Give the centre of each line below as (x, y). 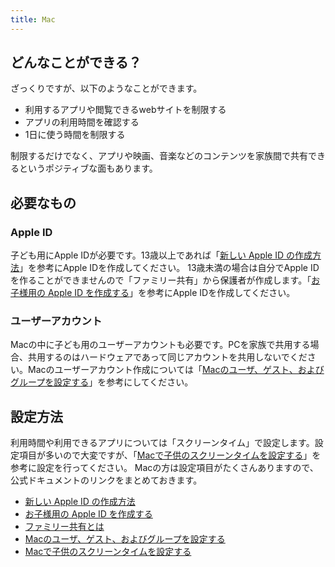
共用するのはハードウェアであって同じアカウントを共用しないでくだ (167, 357)
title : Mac (33, 19)
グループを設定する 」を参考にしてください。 (102, 382)
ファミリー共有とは (64, 527)
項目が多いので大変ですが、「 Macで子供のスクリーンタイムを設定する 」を (170, 455)
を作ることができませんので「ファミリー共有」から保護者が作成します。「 (161, 280)
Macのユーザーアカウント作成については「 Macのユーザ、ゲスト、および (176, 370)
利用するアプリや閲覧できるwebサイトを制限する (125, 110)
